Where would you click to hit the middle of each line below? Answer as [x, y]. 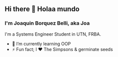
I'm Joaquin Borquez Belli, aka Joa [47, 23]
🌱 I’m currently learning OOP [41, 44]
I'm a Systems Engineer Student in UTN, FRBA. [53, 34]
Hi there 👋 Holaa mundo [42, 9]
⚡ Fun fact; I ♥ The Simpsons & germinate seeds [62, 49]
